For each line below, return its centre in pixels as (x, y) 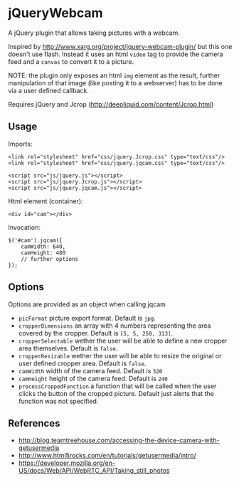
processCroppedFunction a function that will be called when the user (117, 386)
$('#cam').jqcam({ (35, 240)
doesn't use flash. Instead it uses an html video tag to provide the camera (116, 54)
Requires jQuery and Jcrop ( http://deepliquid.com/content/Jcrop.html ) (111, 104)
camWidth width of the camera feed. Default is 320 (90, 370)
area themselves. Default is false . (68, 348)
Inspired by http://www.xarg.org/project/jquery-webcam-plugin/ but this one (120, 46)
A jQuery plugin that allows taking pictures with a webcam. (94, 33)
